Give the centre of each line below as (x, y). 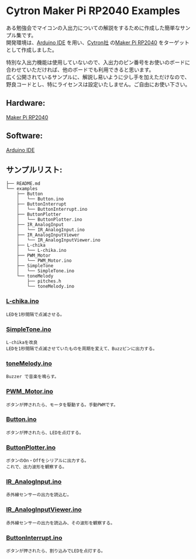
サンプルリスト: (34, 169)
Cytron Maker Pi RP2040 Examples (93, 11)
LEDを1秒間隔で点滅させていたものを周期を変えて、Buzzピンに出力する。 (82, 348)
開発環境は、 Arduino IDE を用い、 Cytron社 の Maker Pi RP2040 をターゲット (98, 42)
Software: (24, 136)
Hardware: (26, 103)
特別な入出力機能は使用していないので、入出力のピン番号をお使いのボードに (98, 62)
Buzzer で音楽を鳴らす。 (32, 377)
